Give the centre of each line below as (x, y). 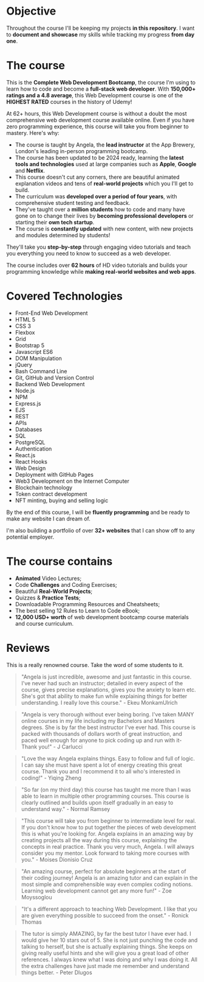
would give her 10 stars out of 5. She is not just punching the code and (109, 940)
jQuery (23, 365)
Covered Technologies (65, 296)
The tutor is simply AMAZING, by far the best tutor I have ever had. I (106, 933)
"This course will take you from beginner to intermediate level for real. (108, 821)
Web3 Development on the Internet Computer (72, 481)
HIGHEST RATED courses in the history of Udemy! (69, 102)
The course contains (59, 561)
